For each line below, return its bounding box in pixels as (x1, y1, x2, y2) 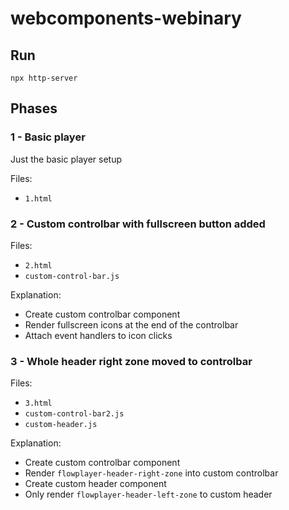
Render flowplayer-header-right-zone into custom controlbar (24, 467, 279, 479)
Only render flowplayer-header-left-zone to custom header (24, 488, 273, 501)
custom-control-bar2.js (24, 409, 125, 419)
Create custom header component (24, 478, 167, 490)
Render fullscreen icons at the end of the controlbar (24, 318, 239, 331)
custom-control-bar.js (24, 271, 120, 281)
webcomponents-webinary (10, 7, 242, 30)
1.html (24, 193, 53, 204)
